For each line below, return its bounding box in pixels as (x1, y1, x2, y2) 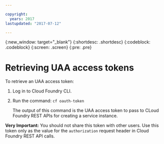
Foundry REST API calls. (5, 133, 55, 139)
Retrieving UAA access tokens (5, 62, 134, 73)
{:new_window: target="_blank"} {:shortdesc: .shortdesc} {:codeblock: (5, 39, 151, 45)
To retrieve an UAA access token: (5, 78, 74, 84)
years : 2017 (9, 16, 35, 21)
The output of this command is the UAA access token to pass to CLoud (12, 107, 159, 113)
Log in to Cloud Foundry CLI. (12, 88, 72, 94)
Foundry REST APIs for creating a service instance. (12, 113, 118, 119)
